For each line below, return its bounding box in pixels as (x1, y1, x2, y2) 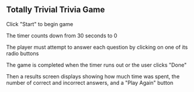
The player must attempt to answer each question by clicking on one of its (6, 43, 188, 50)
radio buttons (6, 50, 39, 57)
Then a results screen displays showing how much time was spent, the (6, 72, 180, 80)
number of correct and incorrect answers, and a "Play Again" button (6, 79, 174, 86)
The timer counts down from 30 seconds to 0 (6, 32, 118, 39)
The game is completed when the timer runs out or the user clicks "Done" (6, 61, 187, 68)
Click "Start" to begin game (6, 20, 73, 27)
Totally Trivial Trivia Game (6, 5, 105, 15)
